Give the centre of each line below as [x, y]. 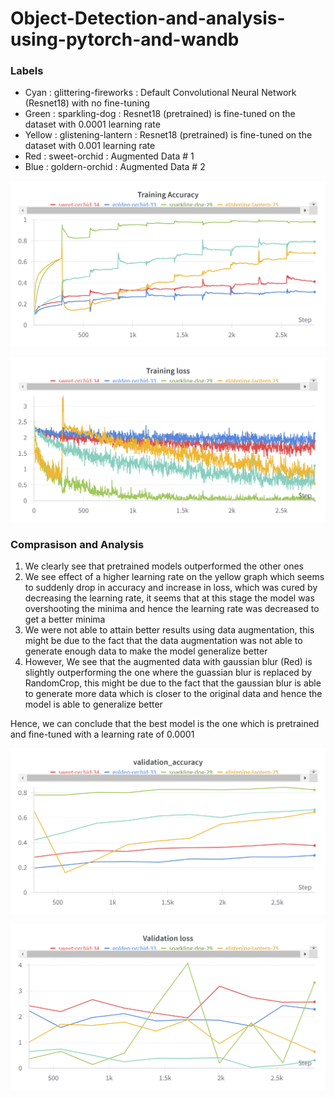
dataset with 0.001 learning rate [90, 146]
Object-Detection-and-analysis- [148, 18]
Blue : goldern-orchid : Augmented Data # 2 [115, 167]
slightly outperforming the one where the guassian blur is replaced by [168, 673]
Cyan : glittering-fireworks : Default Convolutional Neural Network [160, 93]
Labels [27, 71]
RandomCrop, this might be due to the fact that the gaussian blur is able [173, 683]
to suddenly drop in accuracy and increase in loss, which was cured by [171, 588]
